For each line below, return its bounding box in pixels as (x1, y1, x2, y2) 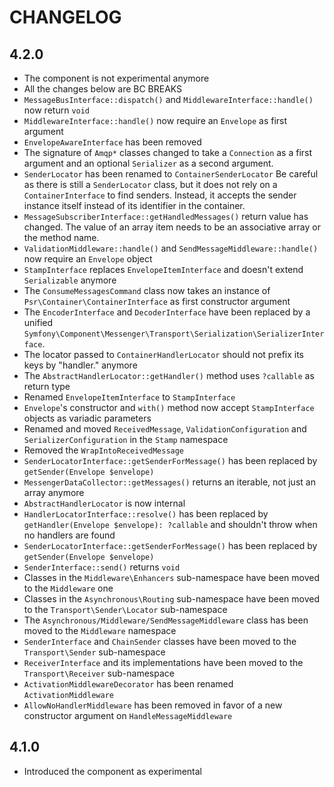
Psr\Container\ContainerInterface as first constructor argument (23, 296, 291, 307)
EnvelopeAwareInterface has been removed (23, 136, 202, 148)
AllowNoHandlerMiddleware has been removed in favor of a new (23, 699, 283, 711)
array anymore (23, 487, 85, 498)
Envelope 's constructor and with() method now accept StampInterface (23, 402, 315, 413)
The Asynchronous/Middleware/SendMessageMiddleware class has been (23, 614, 309, 626)
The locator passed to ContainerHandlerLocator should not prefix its (23, 349, 305, 360)
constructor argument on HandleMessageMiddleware (23, 710, 233, 721)
